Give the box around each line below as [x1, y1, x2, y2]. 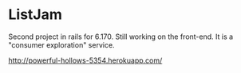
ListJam [8, 6, 62, 24]
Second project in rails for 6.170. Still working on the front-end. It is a [8, 32, 234, 41]
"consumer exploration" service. [8, 40, 115, 49]
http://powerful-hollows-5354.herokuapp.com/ [8, 56, 163, 65]
